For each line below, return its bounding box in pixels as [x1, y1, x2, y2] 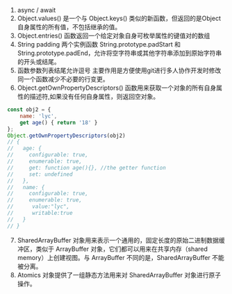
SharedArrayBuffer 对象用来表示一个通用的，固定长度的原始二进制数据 [17, 236, 219, 244]
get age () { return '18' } [19, 119, 98, 126]
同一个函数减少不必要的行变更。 [17, 75, 109, 83]
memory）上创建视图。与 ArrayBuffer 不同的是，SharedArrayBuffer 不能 [17, 253, 224, 261]
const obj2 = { [7, 106, 51, 113]
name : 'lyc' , [19, 113, 58, 120]
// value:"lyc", [7, 203, 70, 211]
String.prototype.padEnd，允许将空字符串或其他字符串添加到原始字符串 [17, 49, 222, 57]
